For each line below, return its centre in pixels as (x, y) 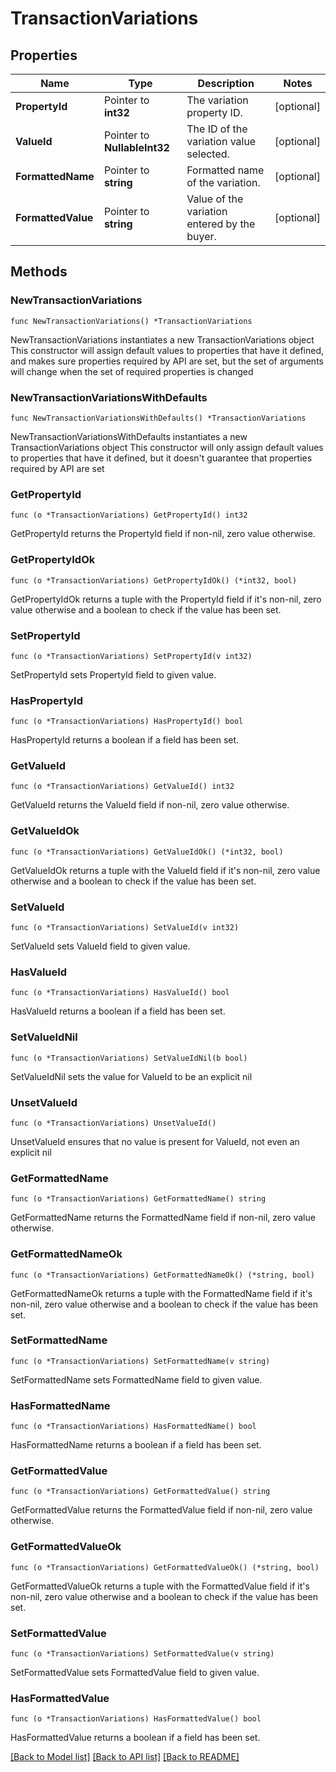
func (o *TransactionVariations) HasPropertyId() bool (127, 722)
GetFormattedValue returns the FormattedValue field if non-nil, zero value (161, 1510)
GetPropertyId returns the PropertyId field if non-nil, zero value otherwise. (163, 534)
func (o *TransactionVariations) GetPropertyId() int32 (129, 515)
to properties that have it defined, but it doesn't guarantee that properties (161, 458)
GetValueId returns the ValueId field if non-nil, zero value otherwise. (150, 805)
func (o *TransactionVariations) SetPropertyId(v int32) (131, 656)
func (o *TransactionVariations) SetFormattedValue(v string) (142, 1654)
